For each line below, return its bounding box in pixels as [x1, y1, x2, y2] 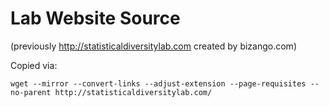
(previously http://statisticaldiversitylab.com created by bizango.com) [10, 40, 297, 52]
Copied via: [10, 59, 58, 71]
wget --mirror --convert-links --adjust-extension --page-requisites [10, 78, 307, 89]
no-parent [10, 87, 52, 97]
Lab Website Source [10, 7, 181, 30]
